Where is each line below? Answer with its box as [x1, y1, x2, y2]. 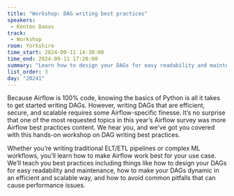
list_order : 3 [7, 68, 49, 75]
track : [7, 29, 26, 37]
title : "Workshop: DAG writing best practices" [7, 10, 148, 17]
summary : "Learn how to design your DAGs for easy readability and [7, 62, 208, 69]
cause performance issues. [7, 181, 86, 190]
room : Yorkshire [7, 42, 54, 49]
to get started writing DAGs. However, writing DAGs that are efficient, [7, 101, 205, 110]
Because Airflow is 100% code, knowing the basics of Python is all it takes [7, 94, 221, 102]
